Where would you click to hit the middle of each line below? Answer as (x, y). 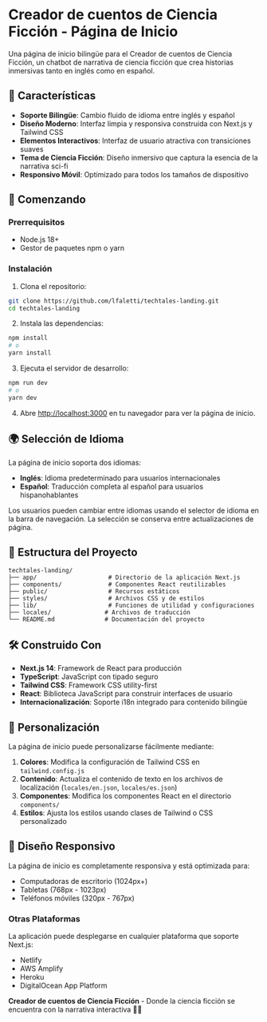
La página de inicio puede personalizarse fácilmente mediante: (111, 746)
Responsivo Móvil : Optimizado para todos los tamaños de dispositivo (134, 174)
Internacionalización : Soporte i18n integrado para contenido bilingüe (133, 702)
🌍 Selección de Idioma (66, 440)
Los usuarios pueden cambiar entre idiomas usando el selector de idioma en (133, 510)
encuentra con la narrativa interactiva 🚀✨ (75, 1010)
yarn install (30, 353)
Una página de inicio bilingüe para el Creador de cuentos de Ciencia (120, 53)
